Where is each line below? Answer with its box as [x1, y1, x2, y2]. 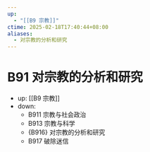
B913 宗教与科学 [27, 119, 75, 128]
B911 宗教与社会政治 [27, 110, 87, 119]
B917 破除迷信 [27, 137, 69, 146]
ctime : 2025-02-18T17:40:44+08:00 [7, 23, 109, 30]
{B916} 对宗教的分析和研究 [27, 128, 106, 136]
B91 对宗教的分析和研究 [7, 69, 143, 86]
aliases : [7, 30, 33, 37]
